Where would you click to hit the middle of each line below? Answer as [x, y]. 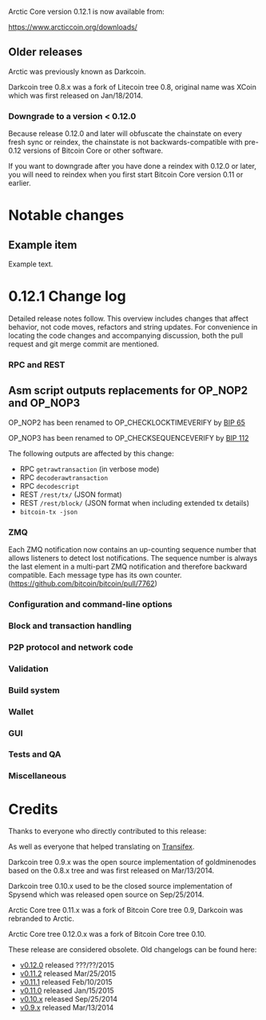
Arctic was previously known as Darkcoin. [77, 71]
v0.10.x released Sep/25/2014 [69, 999]
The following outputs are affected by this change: [91, 453]
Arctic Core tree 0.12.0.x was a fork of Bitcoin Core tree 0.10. [107, 934]
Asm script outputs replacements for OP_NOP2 [128, 391]
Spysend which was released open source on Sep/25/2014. [106, 894]
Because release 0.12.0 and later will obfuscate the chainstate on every [125, 134]
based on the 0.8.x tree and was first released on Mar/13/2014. [111, 870]
